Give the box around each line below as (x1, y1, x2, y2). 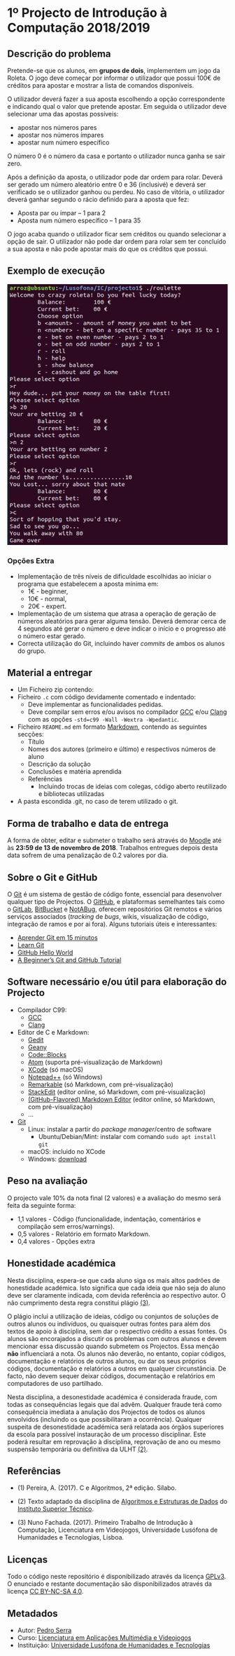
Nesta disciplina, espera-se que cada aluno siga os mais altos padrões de (7, 1276, 220, 1284)
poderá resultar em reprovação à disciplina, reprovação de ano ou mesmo (7, 1437, 221, 1446)
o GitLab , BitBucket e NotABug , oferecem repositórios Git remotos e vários (7, 905, 222, 913)
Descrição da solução (27, 760, 91, 769)
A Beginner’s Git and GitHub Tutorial (17, 956, 122, 964)
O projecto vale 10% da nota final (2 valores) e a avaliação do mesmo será (7, 1194, 222, 1202)
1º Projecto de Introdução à (7, 5, 168, 21)
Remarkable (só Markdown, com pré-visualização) (27, 1080, 173, 1089)
